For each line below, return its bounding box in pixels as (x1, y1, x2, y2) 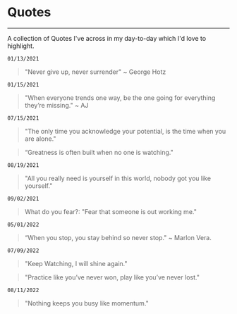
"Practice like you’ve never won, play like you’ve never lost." (24, 272, 200, 282)
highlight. (7, 42, 35, 50)
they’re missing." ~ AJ (24, 101, 89, 109)
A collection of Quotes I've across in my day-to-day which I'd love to (7, 34, 207, 42)
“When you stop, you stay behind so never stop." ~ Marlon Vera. (24, 233, 212, 241)
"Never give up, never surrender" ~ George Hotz (24, 68, 166, 76)
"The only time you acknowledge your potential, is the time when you (24, 127, 226, 135)
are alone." (24, 134, 56, 143)
